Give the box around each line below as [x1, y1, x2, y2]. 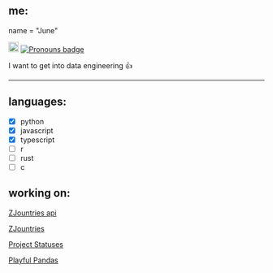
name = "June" [8, 25, 58, 35]
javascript [19, 125, 54, 135]
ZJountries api [8, 208, 57, 218]
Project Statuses [8, 239, 63, 249]
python [19, 116, 45, 126]
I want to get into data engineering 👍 [8, 60, 132, 70]
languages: [8, 95, 67, 109]
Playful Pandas [8, 255, 58, 265]
